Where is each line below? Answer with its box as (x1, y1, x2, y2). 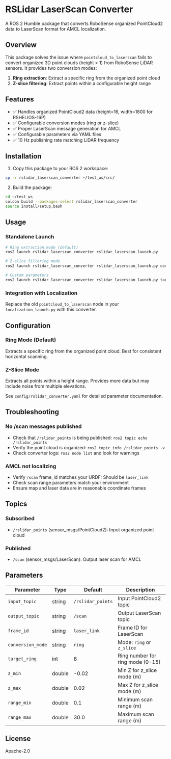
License (5, 735, 31, 743)
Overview (5, 41, 37, 49)
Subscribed (5, 515, 35, 522)
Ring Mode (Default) (5, 336, 56, 343)
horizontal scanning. (5, 353, 48, 360)
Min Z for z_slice (118, 666, 157, 673)
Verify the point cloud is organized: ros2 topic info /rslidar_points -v (12, 444, 165, 450)
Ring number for (118, 652, 157, 659)
